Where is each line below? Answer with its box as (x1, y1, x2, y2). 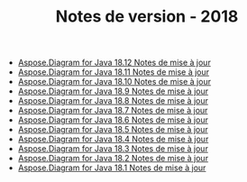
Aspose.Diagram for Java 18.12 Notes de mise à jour (17, 57, 212, 68)
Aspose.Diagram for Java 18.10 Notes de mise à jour (17, 77, 212, 87)
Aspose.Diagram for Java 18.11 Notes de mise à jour (17, 67, 210, 77)
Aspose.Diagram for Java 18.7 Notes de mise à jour (17, 105, 208, 116)
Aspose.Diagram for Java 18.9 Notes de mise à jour (17, 86, 209, 96)
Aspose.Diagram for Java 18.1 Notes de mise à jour (17, 162, 206, 173)
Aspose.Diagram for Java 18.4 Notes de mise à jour (17, 133, 209, 145)
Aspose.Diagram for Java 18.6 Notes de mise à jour (17, 114, 209, 125)
